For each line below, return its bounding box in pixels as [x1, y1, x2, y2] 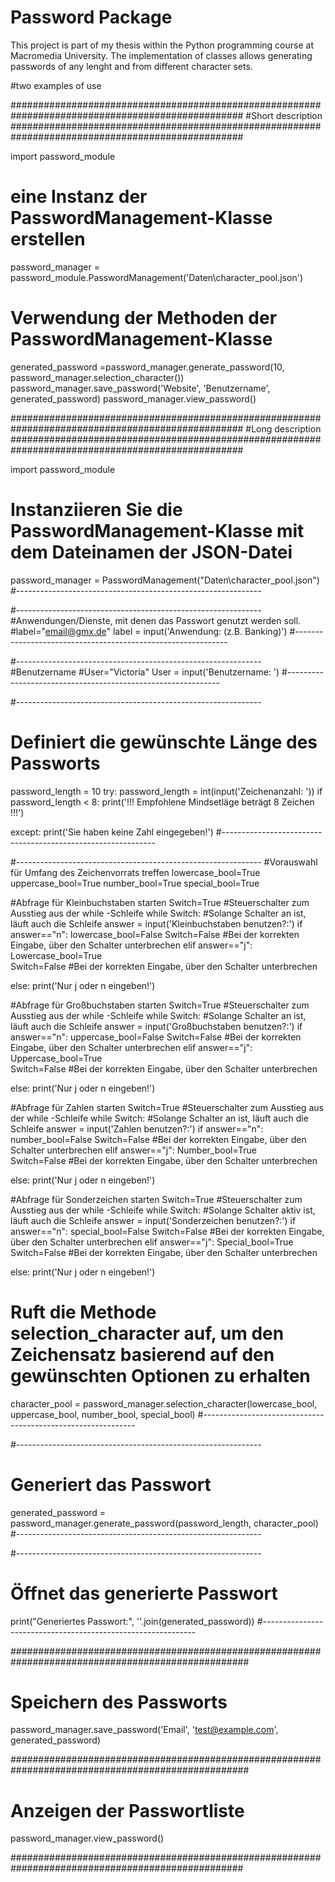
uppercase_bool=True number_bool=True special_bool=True [10, 877, 260, 889]
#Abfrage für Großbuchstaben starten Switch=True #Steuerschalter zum [10, 999, 310, 1011]
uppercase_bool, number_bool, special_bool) [10, 1408, 196, 1420]
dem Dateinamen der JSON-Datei [10, 541, 293, 563]
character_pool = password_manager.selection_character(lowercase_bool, [10, 1397, 318, 1410]
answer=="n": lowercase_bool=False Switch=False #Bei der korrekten [10, 928, 300, 940]
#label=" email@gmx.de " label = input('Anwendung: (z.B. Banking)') [10, 625, 288, 637]
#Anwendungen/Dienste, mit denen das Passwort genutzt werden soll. [10, 614, 302, 626]
